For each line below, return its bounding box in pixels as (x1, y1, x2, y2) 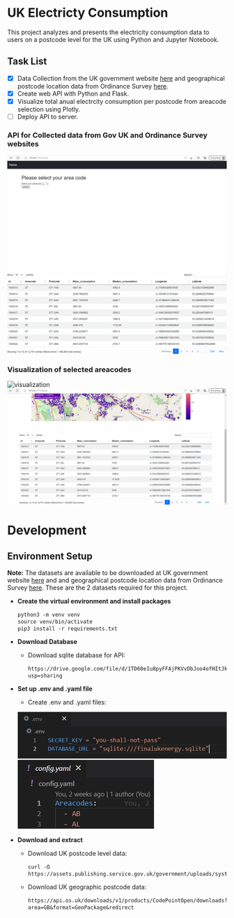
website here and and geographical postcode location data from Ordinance (7, 576, 223, 585)
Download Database (17, 638, 78, 646)
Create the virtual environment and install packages (17, 597, 171, 606)
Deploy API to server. (17, 112, 79, 121)
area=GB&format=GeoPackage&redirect (27, 904, 134, 911)
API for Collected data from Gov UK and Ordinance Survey (7, 130, 208, 140)
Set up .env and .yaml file (17, 684, 93, 693)
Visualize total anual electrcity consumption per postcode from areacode (17, 97, 226, 105)
